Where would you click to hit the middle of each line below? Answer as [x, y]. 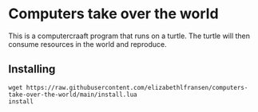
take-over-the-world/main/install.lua [73, 95]
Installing [32, 70]
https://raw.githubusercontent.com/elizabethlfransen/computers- [137, 87]
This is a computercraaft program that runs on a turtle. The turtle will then [129, 36]
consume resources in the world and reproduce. [87, 44]
